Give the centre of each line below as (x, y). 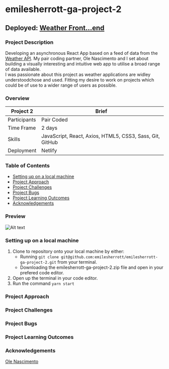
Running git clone (39, 257)
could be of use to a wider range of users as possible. (61, 85)
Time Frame (22, 128)
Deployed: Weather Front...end (55, 28)
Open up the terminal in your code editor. (55, 278)
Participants (22, 120)
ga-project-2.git (38, 263)
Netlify (49, 151)
